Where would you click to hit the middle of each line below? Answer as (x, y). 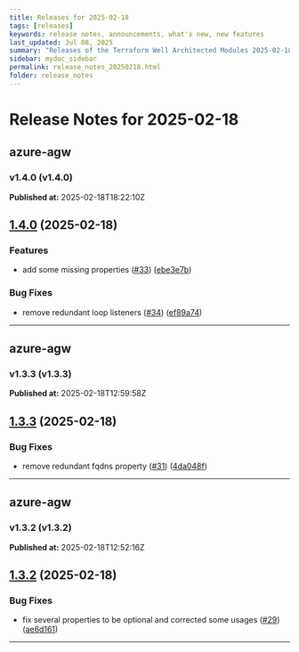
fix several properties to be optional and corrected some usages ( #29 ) (151, 620)
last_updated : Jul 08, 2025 (61, 42)
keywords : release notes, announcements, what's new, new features (137, 34)
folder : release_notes (51, 76)
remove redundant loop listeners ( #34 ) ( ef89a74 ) (112, 312)
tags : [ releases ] (41, 26)
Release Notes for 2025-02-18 (124, 119)
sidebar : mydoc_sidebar (53, 59)
